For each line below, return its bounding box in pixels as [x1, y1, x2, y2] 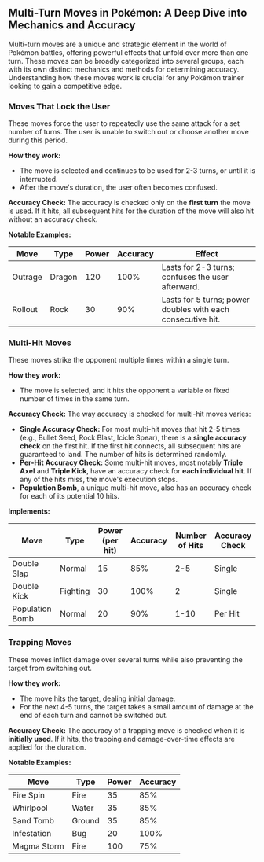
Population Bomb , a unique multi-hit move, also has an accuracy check [19, 483, 251, 492]
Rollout [12, 304, 38, 315]
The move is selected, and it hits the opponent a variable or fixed [19, 385, 230, 396]
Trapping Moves [8, 637, 72, 648]
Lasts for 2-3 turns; [161, 262, 235, 273]
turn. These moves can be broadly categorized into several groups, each [8, 56, 244, 65]
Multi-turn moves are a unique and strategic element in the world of [8, 39, 227, 49]
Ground [71, 815, 100, 826]
